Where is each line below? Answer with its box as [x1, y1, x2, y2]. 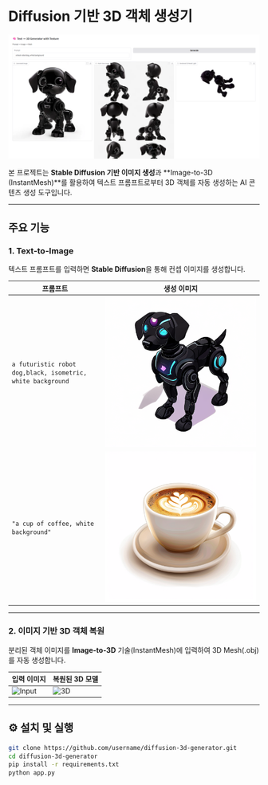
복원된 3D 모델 [53, 674, 99, 684]
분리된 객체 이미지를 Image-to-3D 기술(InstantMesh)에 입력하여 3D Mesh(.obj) [8, 645, 259, 654]
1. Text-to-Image [8, 245, 74, 256]
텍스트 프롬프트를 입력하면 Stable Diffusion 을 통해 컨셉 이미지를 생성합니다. [8, 265, 246, 274]
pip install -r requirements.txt [8, 760, 120, 769]
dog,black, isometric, [11, 369, 88, 377]
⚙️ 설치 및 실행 [8, 721, 74, 735]
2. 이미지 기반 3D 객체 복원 [8, 626, 105, 637]
